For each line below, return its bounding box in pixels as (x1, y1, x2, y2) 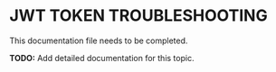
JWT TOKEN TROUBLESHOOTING (9, 5, 269, 26)
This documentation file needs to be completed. (9, 35, 188, 46)
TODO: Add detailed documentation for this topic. (9, 52, 195, 63)
